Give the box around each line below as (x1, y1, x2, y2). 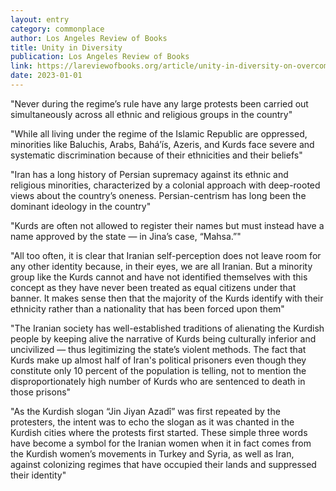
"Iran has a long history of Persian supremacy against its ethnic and (10, 168, 289, 180)
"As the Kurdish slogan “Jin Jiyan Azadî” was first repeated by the (10, 405, 281, 417)
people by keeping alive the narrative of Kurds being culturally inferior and (10, 332, 317, 345)
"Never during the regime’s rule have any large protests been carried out (10, 97, 309, 110)
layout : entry (10, 14, 70, 25)
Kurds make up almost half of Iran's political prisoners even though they (10, 354, 307, 366)
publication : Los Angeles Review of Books (10, 52, 190, 62)
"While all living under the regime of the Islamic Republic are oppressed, (10, 127, 308, 140)
